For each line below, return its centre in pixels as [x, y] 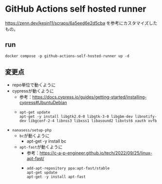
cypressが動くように [33, 91]
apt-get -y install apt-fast [56, 177]
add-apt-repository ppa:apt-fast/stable [68, 168]
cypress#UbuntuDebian [43, 102]
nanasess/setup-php [32, 130]
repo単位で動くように [34, 85]
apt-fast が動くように [41, 147]
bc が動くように [34, 135]
